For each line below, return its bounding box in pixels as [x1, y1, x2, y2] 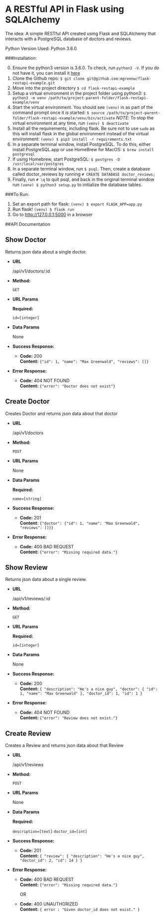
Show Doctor [5, 235, 46, 244]
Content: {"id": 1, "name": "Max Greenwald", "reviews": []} [19, 358, 149, 364]
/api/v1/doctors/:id [12, 268, 50, 274]
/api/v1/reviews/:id [12, 596, 51, 602]
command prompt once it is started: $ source [12, 109, 105, 115]
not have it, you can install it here [12, 70, 81, 76]
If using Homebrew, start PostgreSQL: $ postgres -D [12, 156, 120, 162]
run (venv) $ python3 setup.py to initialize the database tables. [12, 182, 143, 188]
